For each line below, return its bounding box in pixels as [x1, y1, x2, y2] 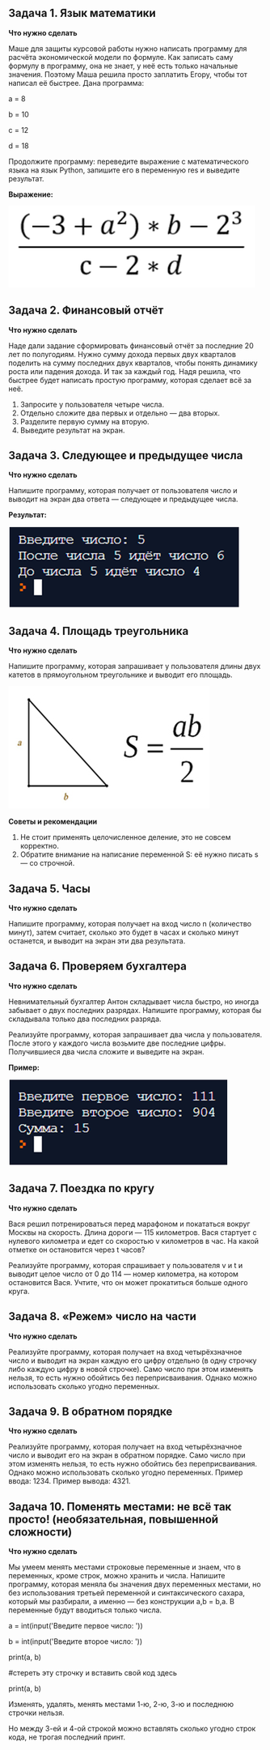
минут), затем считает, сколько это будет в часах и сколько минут [8, 927, 239, 938]
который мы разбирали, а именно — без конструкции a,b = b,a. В [8, 1597, 234, 1607]
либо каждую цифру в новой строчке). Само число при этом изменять [8, 1364, 254, 1373]
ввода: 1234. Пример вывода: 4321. [8, 1476, 131, 1486]
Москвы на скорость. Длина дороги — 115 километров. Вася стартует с [8, 1227, 257, 1237]
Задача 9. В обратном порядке [8, 1404, 173, 1418]
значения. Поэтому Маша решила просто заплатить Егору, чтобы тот [8, 69, 248, 79]
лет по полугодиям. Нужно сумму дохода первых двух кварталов [8, 349, 237, 359]
